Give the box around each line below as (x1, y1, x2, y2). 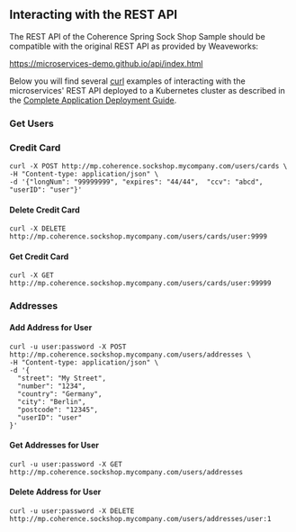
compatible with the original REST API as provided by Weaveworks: (9, 41, 259, 51)
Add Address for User (9, 321, 93, 332)
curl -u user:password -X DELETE (9, 506, 135, 516)
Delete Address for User (9, 486, 102, 498)
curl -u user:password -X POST (9, 342, 127, 351)
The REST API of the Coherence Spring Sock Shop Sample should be (9, 31, 265, 41)
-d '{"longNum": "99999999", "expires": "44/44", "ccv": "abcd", (9, 177, 264, 187)
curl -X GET (9, 271, 54, 280)
